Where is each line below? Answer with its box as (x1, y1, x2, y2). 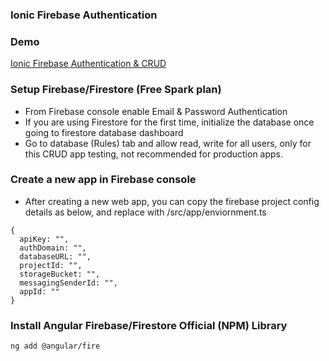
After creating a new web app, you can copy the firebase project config (24, 195, 320, 207)
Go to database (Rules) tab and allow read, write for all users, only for (24, 137, 312, 149)
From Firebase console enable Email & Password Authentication (24, 105, 288, 117)
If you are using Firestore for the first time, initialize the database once (24, 116, 315, 128)
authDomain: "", (19, 243, 87, 253)
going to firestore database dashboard (24, 126, 184, 138)
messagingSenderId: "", (19, 278, 118, 288)
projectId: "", (19, 260, 83, 270)
